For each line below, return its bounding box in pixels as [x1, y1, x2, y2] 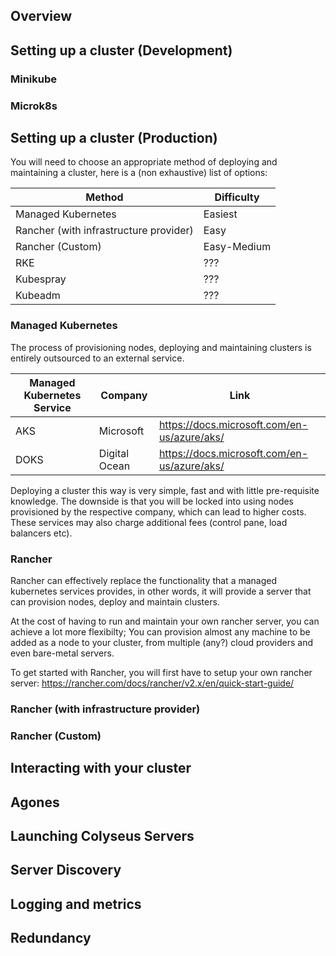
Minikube [10, 72, 58, 86]
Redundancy [10, 930, 92, 947]
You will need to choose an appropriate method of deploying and [10, 156, 278, 168]
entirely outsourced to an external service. [10, 352, 185, 364]
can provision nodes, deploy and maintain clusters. [10, 596, 220, 608]
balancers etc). [10, 527, 73, 539]
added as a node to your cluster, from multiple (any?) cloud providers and [10, 637, 313, 649]
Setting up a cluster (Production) [10, 130, 218, 147]
